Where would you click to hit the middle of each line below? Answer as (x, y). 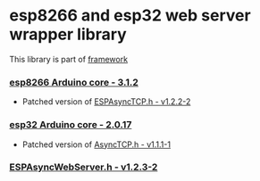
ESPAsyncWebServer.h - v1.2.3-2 (84, 168)
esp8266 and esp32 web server (130, 16)
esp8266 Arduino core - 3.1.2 (74, 82)
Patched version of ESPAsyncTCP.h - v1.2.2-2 (106, 102)
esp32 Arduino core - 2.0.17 (71, 125)
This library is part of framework (68, 59)
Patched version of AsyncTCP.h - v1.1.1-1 (96, 144)
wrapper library (68, 34)
